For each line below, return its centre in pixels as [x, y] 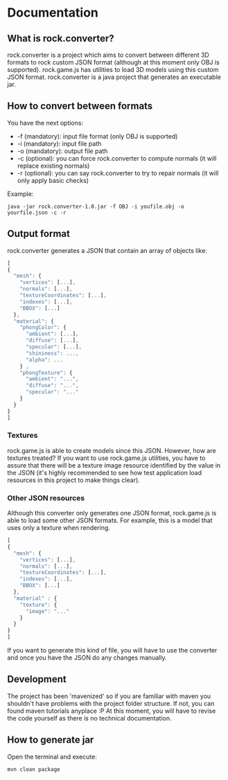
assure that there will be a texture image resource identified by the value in [114, 465]
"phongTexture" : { [46, 373]
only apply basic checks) [53, 180]
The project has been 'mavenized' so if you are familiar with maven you [109, 696]
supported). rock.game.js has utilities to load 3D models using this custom [113, 70]
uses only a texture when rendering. [59, 528]
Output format [39, 234]
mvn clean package [34, 769]
